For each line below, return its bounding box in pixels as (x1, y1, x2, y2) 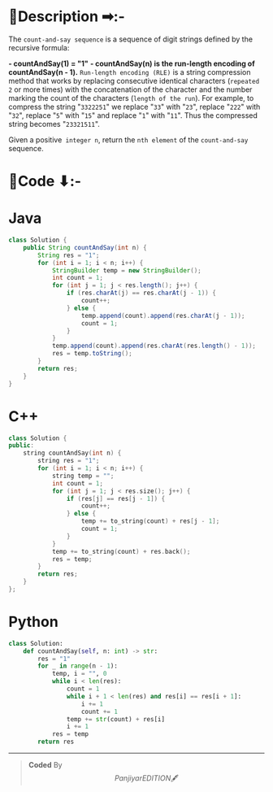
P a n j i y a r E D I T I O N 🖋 (114, 773, 179, 783)
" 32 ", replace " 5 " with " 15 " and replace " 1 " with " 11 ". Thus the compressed (8, 110, 258, 120)
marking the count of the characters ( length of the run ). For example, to (8, 93, 254, 102)
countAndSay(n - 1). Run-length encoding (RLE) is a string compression (8, 67, 251, 76)
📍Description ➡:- (8, 7, 126, 26)
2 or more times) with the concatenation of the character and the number (8, 85, 253, 94)
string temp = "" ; (51, 472, 115, 480)
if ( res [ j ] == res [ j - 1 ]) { (66, 494, 166, 503)
